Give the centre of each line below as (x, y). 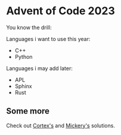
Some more (28, 111)
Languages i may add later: (40, 68)
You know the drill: (29, 27)
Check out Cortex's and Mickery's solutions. (61, 125)
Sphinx (23, 86)
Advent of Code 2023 (61, 11)
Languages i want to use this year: (48, 39)
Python (24, 56)
